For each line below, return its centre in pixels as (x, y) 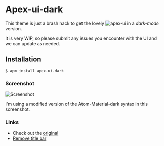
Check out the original (35, 133)
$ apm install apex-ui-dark (35, 71)
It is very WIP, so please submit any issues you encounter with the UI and (81, 38)
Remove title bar (29, 138)
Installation (23, 59)
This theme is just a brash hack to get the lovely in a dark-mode (82, 23)
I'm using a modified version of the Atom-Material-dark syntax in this (77, 104)
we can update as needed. (33, 43)
